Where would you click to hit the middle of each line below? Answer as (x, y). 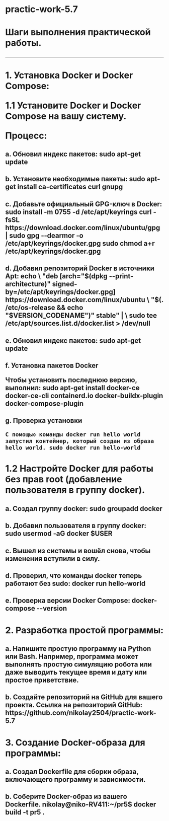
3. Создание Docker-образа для (75, 742)
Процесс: (26, 136)
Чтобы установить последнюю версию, (71, 380)
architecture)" (28, 284)
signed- (65, 284)
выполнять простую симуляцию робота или (79, 665)
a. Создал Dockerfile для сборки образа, (72, 771)
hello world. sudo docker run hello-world (73, 448)
